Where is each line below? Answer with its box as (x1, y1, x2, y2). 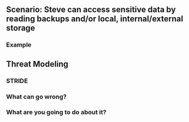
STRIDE (6, 77, 28, 85)
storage (6, 23, 35, 33)
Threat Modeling (6, 59, 69, 69)
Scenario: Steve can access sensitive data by (6, 5, 176, 15)
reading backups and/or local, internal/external (6, 14, 184, 24)
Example (6, 41, 32, 49)
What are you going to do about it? (6, 108, 107, 117)
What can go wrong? (6, 93, 67, 101)
